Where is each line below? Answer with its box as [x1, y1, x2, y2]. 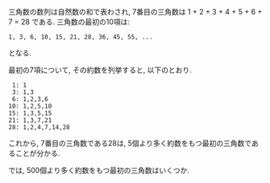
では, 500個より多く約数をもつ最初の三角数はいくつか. [8, 165, 190, 175]
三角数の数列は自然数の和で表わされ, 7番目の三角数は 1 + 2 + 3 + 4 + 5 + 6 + [8, 7, 263, 16]
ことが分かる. [15, 148, 60, 158]
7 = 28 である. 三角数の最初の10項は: [8, 17, 131, 26]
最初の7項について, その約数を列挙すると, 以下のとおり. [8, 65, 192, 75]
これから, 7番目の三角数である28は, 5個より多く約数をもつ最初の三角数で [8, 139, 252, 148]
